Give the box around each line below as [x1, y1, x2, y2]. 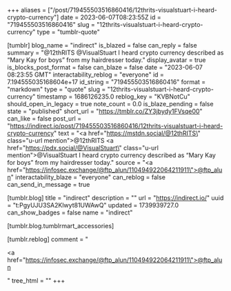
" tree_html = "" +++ [7, 277, 66, 285]
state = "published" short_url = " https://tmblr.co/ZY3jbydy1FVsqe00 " [7, 107, 203, 115]
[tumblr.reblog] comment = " [7, 235, 88, 243]
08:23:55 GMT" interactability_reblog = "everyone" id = [7, 70, 164, 79]
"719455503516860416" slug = [7, 21, 95, 28]
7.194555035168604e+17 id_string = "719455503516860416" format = [7, 78, 206, 86]
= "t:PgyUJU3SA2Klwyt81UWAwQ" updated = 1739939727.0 [7, 201, 179, 209]
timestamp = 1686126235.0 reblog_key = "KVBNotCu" [37, 92, 191, 101]
